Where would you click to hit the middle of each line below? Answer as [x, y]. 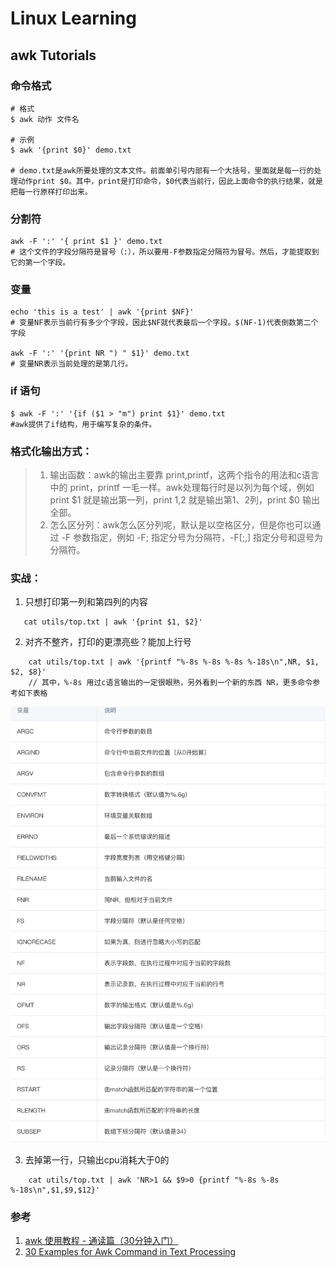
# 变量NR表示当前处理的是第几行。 [71, 364]
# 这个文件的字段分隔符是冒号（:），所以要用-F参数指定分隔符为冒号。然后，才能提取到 [165, 252]
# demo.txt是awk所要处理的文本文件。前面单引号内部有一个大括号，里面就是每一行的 [162, 170]
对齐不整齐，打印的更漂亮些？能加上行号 [108, 642]
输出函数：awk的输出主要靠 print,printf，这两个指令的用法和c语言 [184, 475]
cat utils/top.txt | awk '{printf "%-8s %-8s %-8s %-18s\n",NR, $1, [174, 662]
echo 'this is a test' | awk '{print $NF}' [102, 312]
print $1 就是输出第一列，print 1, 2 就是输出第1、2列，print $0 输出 [184, 500]
